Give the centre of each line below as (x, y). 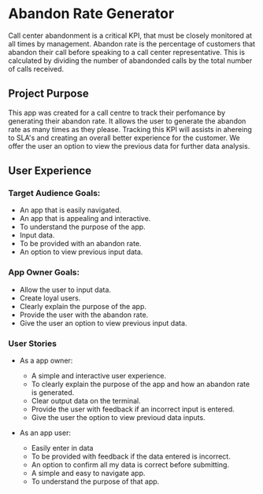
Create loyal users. (50, 298)
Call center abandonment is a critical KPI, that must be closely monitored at (130, 35)
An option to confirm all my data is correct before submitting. (130, 465)
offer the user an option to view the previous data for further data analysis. (129, 146)
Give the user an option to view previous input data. (103, 323)
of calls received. (36, 68)
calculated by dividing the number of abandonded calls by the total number (130, 61)
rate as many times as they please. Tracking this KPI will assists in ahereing (130, 129)
